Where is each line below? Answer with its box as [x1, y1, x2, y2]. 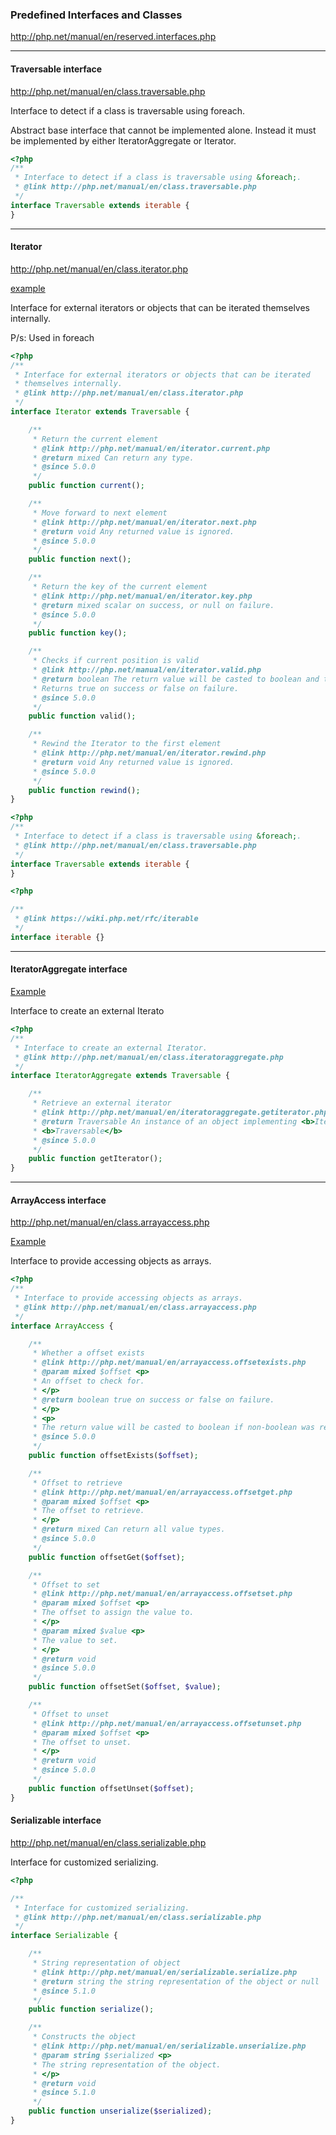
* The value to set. [32, 1635, 118, 1645]
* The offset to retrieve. [32, 1506, 145, 1516]
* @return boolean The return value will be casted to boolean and [32, 674, 320, 684]
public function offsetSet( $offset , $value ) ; [28, 1682, 222, 1692]
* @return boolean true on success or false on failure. [32, 1394, 275, 1405]
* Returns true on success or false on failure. [32, 683, 240, 693]
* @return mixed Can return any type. [32, 453, 195, 463]
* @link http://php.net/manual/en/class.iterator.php [14, 388, 244, 398]
